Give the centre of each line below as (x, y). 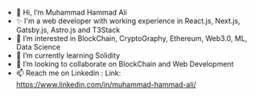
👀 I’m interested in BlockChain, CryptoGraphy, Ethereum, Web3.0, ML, (132, 38)
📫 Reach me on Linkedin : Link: (68, 73)
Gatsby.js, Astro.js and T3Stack (68, 30)
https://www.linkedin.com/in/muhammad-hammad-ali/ (106, 85)
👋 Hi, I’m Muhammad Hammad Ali (71, 12)
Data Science (38, 47)
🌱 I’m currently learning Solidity (68, 55)
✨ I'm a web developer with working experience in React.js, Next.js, (128, 21)
